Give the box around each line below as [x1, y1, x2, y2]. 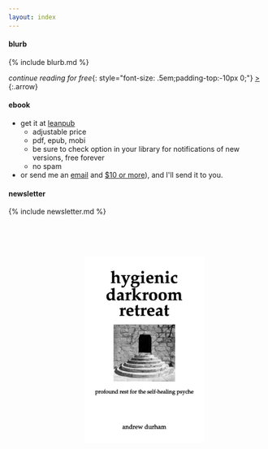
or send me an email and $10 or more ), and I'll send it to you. [19, 171, 223, 180]
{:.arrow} [8, 81, 38, 91]
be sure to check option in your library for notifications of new [32, 145, 240, 154]
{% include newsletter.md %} [8, 207, 107, 217]
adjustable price [32, 127, 87, 137]
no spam [32, 162, 63, 171]
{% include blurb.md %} [8, 57, 89, 67]
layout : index [8, 13, 57, 21]
